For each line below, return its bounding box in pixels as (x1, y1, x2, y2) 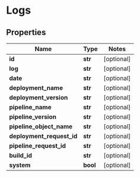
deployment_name (9, 84, 63, 92)
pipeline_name (9, 103, 52, 111)
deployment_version (9, 93, 68, 102)
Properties (6, 27, 46, 37)
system (9, 161, 31, 169)
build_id (9, 151, 33, 159)
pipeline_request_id (9, 142, 66, 150)
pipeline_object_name (9, 122, 73, 131)
